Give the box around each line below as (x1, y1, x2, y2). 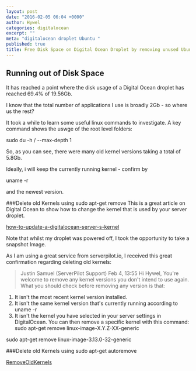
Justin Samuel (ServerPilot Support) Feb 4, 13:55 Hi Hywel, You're (20, 270, 179, 277)
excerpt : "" (6, 30, 35, 36)
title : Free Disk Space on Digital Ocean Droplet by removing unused (6, 47, 179, 53)
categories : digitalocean (6, 25, 69, 31)
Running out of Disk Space (6, 68, 104, 78)
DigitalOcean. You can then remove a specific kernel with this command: (14, 318, 190, 325)
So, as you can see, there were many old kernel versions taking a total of (6, 147, 181, 155)
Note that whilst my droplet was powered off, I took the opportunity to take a (6, 235, 190, 242)
